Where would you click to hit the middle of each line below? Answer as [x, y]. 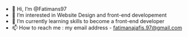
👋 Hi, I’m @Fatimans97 [39, 9]
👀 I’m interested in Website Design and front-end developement [89, 15]
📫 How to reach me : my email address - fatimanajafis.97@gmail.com [97, 28]
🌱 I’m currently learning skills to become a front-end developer [88, 21]
